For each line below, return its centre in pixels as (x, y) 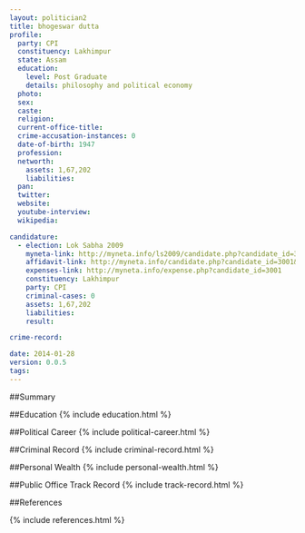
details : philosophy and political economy (109, 85)
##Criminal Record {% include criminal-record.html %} (112, 449)
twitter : (34, 195)
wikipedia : (38, 220)
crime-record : (36, 338)
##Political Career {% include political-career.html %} (110, 431)
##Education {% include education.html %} (91, 414)
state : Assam (42, 60)
